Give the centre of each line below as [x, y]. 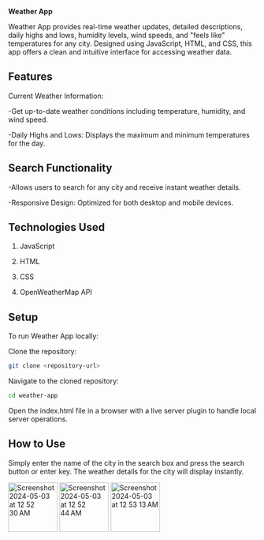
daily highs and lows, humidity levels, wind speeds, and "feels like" [117, 35]
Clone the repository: [43, 352]
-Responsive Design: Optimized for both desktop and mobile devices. [121, 202]
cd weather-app [33, 396]
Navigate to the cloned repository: [64, 381]
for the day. [27, 143]
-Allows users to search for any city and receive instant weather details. [125, 187]
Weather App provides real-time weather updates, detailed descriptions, [125, 26]
